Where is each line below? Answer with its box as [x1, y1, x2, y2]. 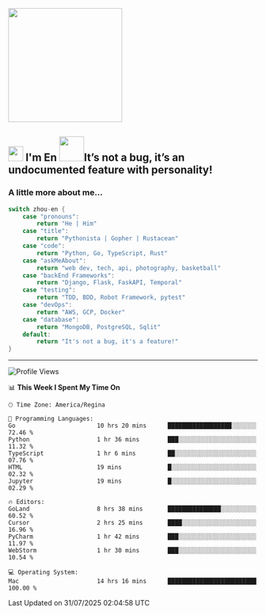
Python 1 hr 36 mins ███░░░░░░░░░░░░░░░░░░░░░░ [8, 436, 257, 444]
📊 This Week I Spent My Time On [8, 383, 120, 392]
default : [22, 330, 51, 338]
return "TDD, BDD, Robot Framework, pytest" [36, 293, 186, 302]
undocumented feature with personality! [8, 163, 213, 177]
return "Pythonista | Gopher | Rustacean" [36, 235, 179, 243]
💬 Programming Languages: [8, 415, 93, 423]
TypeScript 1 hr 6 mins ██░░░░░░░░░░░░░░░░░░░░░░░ [8, 449, 257, 458]
